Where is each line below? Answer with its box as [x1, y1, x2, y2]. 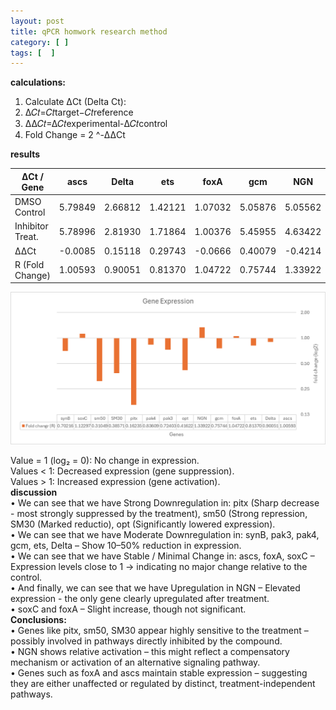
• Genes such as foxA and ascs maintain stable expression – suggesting [10, 666, 308, 679]
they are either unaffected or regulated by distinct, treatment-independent [10, 677, 316, 689]
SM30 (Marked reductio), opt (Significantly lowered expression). [10, 518, 276, 530]
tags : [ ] [10, 48, 56, 58]
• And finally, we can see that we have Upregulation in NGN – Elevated [10, 581, 301, 594]
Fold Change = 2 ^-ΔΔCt [24, 129, 126, 141]
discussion [10, 486, 58, 498]
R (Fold [14, 258, 45, 270]
